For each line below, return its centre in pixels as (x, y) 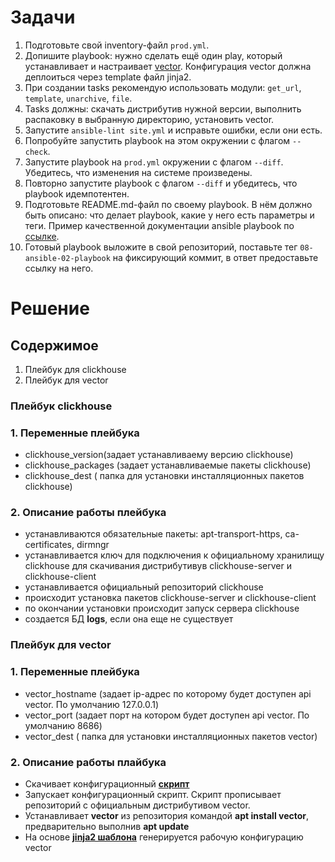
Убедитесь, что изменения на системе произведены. (138, 172)
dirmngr (93, 545)
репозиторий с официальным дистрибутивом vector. (137, 805)
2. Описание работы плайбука (88, 762)
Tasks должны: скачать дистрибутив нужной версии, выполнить (163, 108)
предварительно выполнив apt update (107, 826)
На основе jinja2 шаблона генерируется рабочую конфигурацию (164, 837)
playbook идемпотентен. (77, 193)
